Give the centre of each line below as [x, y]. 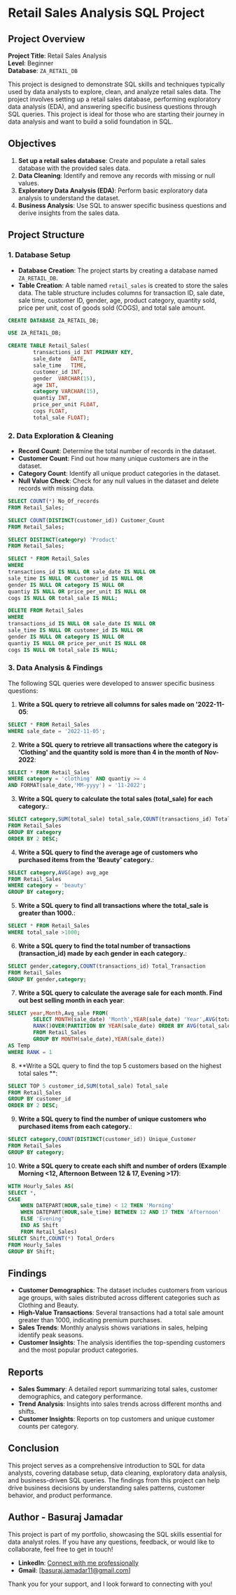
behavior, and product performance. [60, 1495]
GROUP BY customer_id [40, 1099]
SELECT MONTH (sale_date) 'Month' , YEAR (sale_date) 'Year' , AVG [124, 1020]
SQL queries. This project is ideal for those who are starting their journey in [116, 114]
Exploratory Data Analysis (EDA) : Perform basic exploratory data [113, 190]
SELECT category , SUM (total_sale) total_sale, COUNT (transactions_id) [110, 819]
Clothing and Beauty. [48, 1306]
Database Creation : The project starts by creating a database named [118, 270]
